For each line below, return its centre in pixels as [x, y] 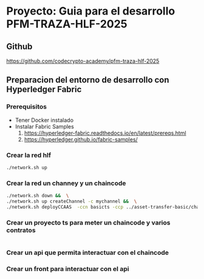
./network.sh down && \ [38, 196]
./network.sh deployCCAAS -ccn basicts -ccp [65, 207]
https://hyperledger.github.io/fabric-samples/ [81, 139]
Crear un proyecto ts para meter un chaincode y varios [88, 223]
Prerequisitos [27, 107]
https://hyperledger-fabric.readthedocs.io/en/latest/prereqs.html [105, 133]
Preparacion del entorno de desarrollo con [88, 80]
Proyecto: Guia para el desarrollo [91, 11]
